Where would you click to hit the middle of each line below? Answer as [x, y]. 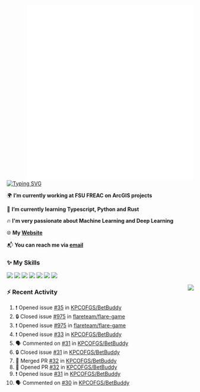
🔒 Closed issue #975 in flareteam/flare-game [70, 316]
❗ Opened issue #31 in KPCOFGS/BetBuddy [68, 374]
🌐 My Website [25, 232]
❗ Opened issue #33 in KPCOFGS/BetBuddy [69, 334]
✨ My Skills [23, 262]
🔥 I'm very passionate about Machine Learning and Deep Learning [90, 220]
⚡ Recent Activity [32, 292]
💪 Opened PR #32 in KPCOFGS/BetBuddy [66, 367]
